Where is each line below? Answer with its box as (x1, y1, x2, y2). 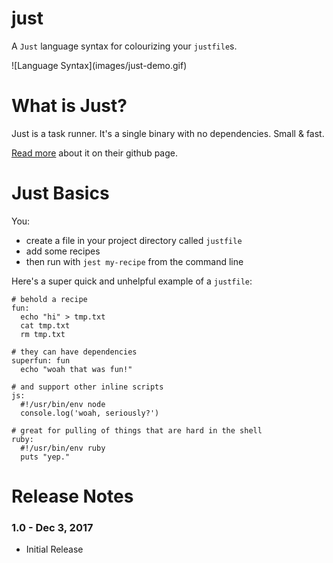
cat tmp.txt (20, 320, 71, 331)
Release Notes (11, 485, 134, 507)
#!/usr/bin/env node (20, 399, 106, 409)
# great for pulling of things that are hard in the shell (11, 425, 263, 436)
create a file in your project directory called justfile (25, 234, 243, 246)
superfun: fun (11, 355, 71, 366)
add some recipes (25, 245, 101, 257)
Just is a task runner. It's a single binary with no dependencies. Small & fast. (11, 127, 325, 139)
